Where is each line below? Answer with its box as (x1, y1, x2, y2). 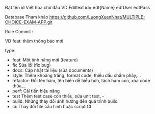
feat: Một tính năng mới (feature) (12, 57, 78, 63)
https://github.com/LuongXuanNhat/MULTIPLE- (49, 14, 146, 19)
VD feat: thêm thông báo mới (5, 38, 64, 44)
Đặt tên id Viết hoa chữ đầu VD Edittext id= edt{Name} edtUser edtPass (5, 5, 150, 10)
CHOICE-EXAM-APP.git (5, 19, 53, 25)
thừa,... (12, 83, 27, 89)
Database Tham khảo (5, 14, 49, 19)
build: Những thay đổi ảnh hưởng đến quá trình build (12, 98, 118, 104)
